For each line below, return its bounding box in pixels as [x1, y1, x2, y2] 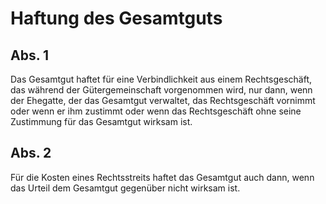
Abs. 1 [10, 47, 50, 64]
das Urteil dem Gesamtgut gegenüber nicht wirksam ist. [10, 182, 241, 194]
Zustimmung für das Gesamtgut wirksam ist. [10, 116, 193, 127]
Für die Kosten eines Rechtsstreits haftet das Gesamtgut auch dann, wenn [10, 171, 315, 183]
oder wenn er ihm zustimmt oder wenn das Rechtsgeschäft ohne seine [10, 105, 302, 117]
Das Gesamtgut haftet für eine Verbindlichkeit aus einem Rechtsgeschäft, [10, 73, 313, 85]
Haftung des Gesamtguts [10, 7, 223, 30]
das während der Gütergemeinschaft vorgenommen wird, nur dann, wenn [10, 84, 313, 96]
